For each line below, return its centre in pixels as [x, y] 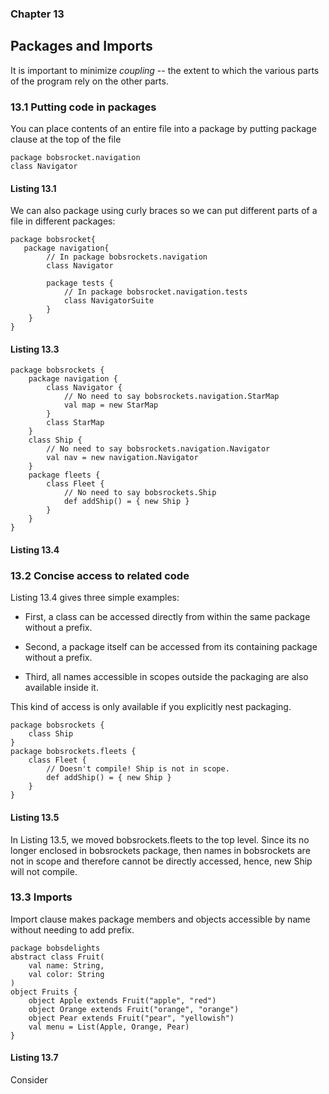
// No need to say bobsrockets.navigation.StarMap [171, 397]
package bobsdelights [55, 948]
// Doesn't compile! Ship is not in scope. [138, 769]
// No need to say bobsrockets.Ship [140, 493]
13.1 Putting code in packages [83, 107]
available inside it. [61, 688]
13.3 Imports [41, 897]
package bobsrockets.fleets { [73, 752]
